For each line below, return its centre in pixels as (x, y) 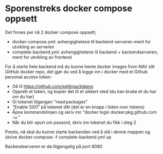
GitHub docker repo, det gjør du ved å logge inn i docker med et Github (76, 71)
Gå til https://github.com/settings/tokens (53, 86)
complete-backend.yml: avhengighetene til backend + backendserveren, (85, 52)
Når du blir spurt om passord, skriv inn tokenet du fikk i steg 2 (74, 122)
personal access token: (28, 77)
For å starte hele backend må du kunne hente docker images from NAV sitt (80, 67)
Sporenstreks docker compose (69, 9)
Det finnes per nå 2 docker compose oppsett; (51, 32)
